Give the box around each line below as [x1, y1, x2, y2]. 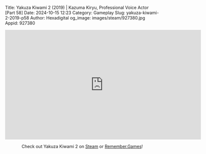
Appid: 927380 [5, 20, 35, 26]
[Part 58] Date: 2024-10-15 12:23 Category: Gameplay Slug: [5, 10, 126, 16]
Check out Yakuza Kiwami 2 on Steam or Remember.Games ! [21, 144, 143, 149]
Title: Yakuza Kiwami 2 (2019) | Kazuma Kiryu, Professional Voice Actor [5, 5, 149, 10]
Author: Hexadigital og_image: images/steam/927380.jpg [30, 15, 145, 20]
